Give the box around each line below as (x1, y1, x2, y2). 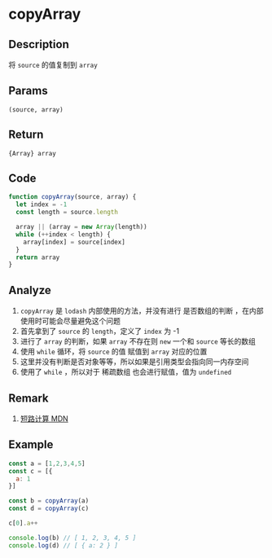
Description (8, 37, 69, 51)
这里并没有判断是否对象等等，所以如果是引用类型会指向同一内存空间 (20, 357, 249, 367)
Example (8, 437, 54, 452)
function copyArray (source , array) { (8, 193, 137, 201)
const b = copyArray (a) (8, 497, 90, 505)
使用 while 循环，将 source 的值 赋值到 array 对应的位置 (20, 347, 208, 357)
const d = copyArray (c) (8, 504, 90, 513)
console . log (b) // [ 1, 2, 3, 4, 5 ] (8, 534, 137, 542)
